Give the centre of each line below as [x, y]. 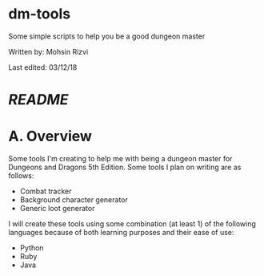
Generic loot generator [57, 209]
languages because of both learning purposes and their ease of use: [121, 233]
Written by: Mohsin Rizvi [48, 51]
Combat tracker [46, 191]
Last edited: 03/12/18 [43, 67]
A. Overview [50, 136]
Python [32, 248]
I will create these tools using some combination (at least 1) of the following [132, 224]
